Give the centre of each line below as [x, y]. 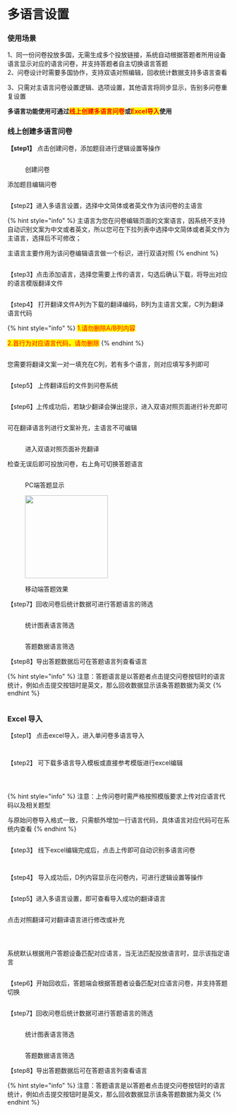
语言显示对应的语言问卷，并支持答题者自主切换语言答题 [87, 63]
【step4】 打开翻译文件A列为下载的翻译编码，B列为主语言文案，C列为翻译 [116, 304]
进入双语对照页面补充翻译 [62, 449]
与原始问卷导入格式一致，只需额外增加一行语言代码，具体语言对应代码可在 [115, 820]
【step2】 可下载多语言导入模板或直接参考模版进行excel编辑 [95, 763]
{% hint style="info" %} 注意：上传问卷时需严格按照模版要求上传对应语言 [114, 796]
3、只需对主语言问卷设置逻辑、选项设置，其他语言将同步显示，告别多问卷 [114, 87]
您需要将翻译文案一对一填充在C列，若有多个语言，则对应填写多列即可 [109, 364]
